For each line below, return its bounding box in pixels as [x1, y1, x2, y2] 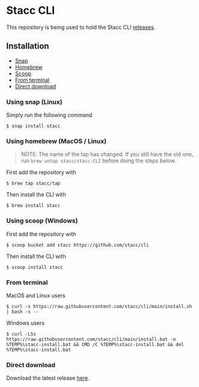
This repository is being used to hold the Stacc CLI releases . [6, 24, 156, 31]
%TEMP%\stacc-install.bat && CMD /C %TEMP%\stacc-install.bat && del [6, 341, 185, 347]
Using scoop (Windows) [6, 216, 78, 225]
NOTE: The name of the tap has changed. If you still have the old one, [20, 151, 194, 158]
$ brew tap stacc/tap [6, 180, 61, 187]
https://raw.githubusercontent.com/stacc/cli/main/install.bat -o [6, 336, 176, 342]
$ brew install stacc [6, 203, 61, 209]
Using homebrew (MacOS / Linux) [6, 137, 107, 145]
